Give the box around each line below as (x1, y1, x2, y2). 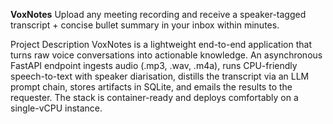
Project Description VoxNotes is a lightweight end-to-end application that (10, 39, 312, 50)
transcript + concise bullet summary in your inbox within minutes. (10, 19, 280, 31)
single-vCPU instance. (10, 102, 103, 114)
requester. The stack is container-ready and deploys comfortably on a (10, 92, 299, 103)
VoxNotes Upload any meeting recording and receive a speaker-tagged (10, 9, 307, 20)
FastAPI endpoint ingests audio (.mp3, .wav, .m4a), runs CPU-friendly (10, 60, 298, 71)
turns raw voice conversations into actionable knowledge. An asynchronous (10, 49, 323, 61)
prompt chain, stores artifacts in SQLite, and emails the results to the (10, 81, 293, 93)
